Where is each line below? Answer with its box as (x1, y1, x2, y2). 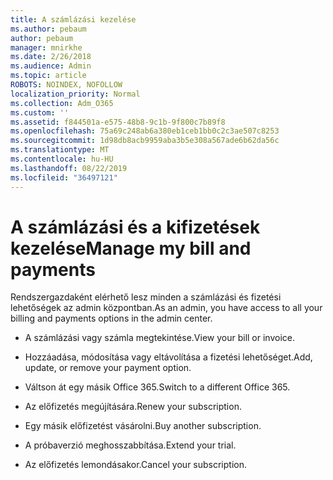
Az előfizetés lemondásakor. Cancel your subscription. (24, 459, 248, 471)
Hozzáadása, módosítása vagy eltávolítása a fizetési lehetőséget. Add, (24, 351, 313, 363)
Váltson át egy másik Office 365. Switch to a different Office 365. (24, 381, 291, 393)
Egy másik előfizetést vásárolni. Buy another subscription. (24, 420, 262, 432)
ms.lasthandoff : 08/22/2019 (10, 163, 128, 173)
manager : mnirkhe (10, 42, 83, 53)
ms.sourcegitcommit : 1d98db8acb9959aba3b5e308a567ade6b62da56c (10, 136, 280, 146)
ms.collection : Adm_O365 (10, 98, 114, 108)
